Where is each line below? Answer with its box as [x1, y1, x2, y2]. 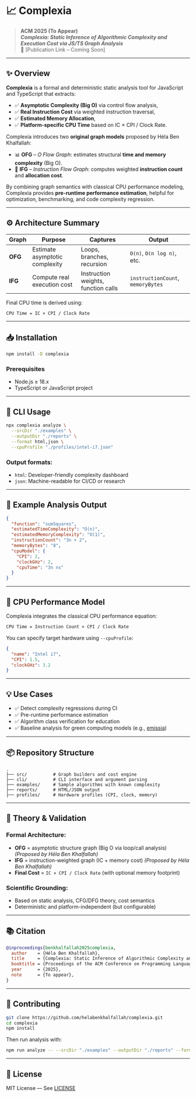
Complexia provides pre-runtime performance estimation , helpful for [6, 189, 174, 196]
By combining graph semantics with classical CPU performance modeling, [6, 183, 185, 190]
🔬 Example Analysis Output [6, 500, 107, 510]
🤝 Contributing [6, 999, 61, 1009]
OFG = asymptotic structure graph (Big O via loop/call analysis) [14, 844, 167, 851]
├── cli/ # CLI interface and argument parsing [6, 776, 148, 782]
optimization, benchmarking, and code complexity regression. [6, 195, 155, 202]
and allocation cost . [14, 171, 64, 178]
